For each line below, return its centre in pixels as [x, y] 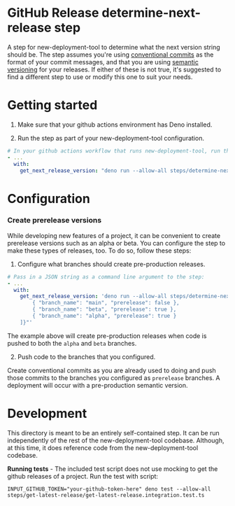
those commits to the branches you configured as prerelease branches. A [114, 378]
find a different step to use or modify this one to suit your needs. [100, 77]
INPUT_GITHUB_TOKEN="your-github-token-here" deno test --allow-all [109, 489]
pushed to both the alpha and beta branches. [72, 343]
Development [47, 414]
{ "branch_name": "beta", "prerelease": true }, [105, 309]
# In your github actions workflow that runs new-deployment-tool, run [114, 151]
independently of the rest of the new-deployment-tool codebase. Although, [116, 440]
